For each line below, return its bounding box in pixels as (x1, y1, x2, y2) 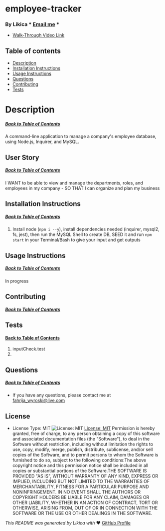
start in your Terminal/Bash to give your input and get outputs (12, 237, 141, 243)
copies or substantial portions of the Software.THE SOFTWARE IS (12, 468, 147, 474)
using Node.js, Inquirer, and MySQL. (5, 138, 80, 145)
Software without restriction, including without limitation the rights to (12, 441, 154, 447)
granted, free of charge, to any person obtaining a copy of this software (12, 430, 160, 436)
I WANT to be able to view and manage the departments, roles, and (5, 179, 144, 185)
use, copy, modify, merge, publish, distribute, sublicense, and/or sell (12, 446, 153, 452)
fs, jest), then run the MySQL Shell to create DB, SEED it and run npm (12, 231, 152, 237)
